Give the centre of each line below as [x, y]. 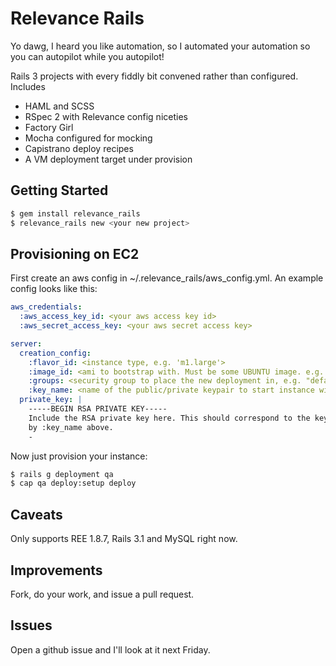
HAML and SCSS [59, 106]
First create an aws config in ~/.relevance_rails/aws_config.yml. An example [167, 278]
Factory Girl [49, 127]
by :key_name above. [71, 427]
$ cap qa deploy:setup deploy [73, 483]
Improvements [56, 570]
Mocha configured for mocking [88, 138]
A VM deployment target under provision [108, 159]
